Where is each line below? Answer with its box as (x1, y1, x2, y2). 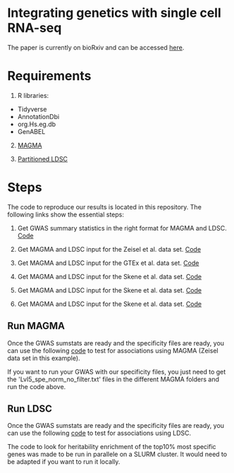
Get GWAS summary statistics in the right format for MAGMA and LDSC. (17, 223, 227, 232)
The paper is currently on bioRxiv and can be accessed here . (7, 43, 185, 51)
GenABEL (17, 127, 46, 135)
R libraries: (17, 91, 49, 99)
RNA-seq (7, 20, 62, 36)
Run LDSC (7, 403, 53, 415)
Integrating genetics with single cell (7, 5, 222, 21)
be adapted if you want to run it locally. (7, 457, 121, 466)
